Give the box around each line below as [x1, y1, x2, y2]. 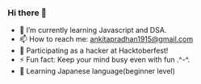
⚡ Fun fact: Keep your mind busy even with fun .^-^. [19, 55, 191, 65]
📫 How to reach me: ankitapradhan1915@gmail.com [19, 34, 194, 44]
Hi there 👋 [7, 7, 48, 18]
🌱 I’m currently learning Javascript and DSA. [19, 26, 167, 35]
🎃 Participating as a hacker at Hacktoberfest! [19, 46, 169, 55]
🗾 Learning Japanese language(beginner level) [19, 66, 175, 76]
